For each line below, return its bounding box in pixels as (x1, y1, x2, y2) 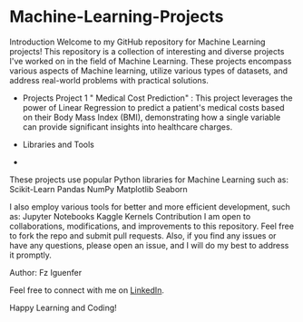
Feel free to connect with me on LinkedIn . (9, 284, 165, 296)
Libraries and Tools (22, 139, 95, 150)
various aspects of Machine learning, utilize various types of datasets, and (9, 65, 288, 76)
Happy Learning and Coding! (9, 302, 118, 313)
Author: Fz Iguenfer (9, 267, 83, 278)
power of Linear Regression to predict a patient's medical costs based (22, 102, 285, 112)
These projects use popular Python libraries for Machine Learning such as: (9, 174, 288, 185)
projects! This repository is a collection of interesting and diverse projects (9, 45, 285, 56)
